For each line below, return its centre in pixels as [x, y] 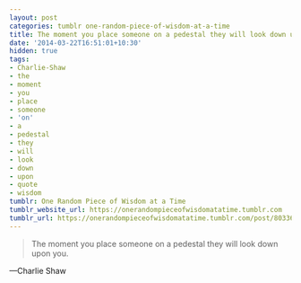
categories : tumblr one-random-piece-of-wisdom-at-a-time [120, 26]
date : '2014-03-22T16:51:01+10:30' [76, 43]
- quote [24, 185]
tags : [19, 59]
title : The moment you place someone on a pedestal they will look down [148, 34]
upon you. [50, 253]
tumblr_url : [31, 218]
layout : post [34, 18]
